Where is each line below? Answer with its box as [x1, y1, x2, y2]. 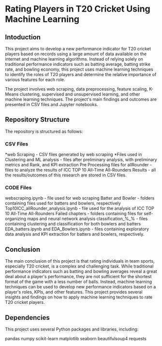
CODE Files [5, 184, 32, 191]
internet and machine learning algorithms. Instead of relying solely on [5, 56, 144, 62]
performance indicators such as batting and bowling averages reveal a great [5, 268, 157, 274]
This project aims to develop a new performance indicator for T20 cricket [5, 46, 151, 51]
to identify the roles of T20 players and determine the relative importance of [5, 72, 157, 77]
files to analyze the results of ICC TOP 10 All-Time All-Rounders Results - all [5, 167, 156, 173]
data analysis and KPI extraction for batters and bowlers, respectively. [5, 231, 145, 237]
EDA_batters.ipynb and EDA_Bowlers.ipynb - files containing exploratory [5, 226, 149, 232]
